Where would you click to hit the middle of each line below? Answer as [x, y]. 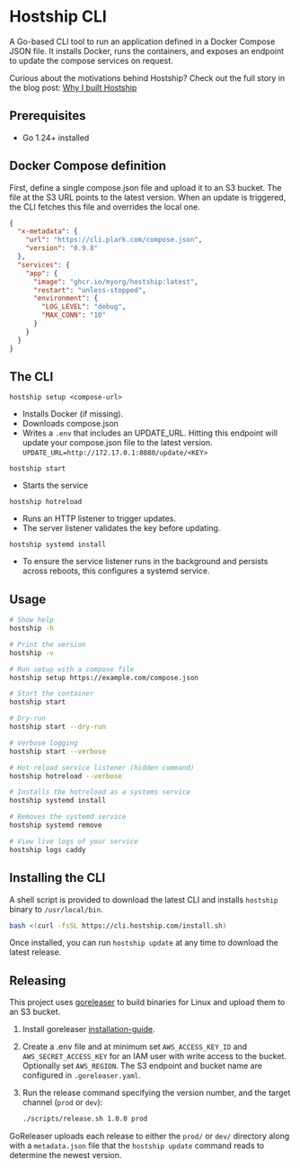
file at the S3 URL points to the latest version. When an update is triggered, [148, 197]
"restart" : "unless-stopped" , [89, 290]
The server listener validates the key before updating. [121, 528]
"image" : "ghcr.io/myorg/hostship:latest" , [116, 282]
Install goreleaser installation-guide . [88, 1029]
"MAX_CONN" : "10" [74, 315]
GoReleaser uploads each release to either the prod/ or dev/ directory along [150, 1137]
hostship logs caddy [48, 849]
